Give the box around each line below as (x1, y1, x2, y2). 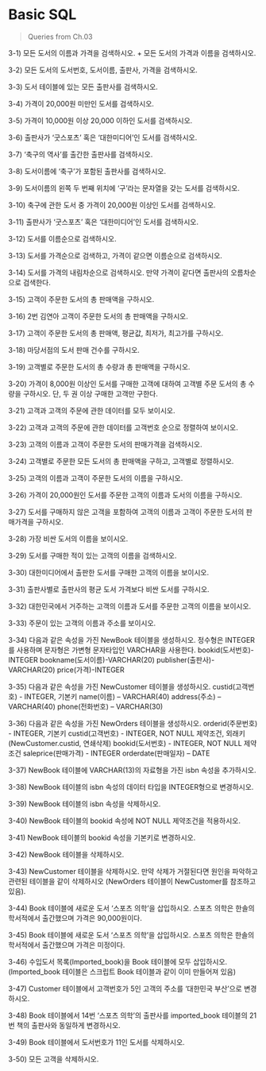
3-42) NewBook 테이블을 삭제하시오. (8, 849, 125, 859)
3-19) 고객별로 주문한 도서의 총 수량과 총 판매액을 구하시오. (8, 362, 191, 371)
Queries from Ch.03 (27, 32, 93, 41)
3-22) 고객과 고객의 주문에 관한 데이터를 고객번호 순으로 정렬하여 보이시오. (8, 423, 238, 432)
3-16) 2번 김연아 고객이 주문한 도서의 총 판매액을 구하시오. (8, 311, 188, 321)
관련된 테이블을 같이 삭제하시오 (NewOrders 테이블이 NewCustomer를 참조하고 (8, 876, 256, 886)
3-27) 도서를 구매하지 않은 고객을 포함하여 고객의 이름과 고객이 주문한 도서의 (8, 507, 245, 516)
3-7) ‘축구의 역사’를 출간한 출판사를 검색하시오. (8, 149, 153, 159)
